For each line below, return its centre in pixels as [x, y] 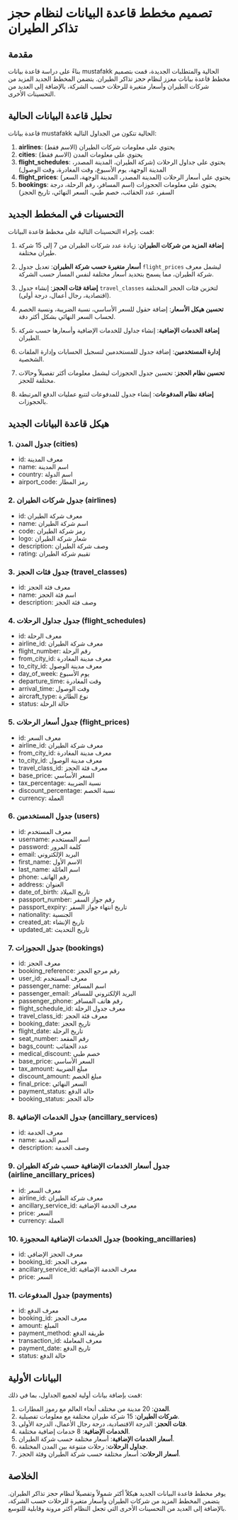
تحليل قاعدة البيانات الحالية [60, 116]
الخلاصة [23, 1476]
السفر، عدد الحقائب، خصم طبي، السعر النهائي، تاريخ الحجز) [96, 192]
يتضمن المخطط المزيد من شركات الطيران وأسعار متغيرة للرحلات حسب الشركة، [114, 1501]
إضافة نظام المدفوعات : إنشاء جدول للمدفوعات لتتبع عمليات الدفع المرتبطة [116, 394]
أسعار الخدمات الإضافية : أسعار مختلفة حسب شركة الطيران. [96, 1439]
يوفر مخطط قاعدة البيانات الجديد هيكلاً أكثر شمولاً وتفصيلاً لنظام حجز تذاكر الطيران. [117, 1493]
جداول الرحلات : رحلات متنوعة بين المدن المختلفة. [83, 1446]
